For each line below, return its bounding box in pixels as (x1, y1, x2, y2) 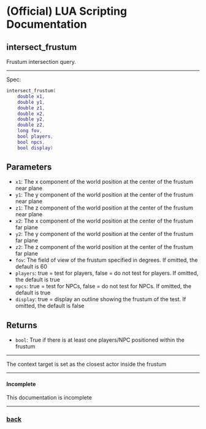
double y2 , (17, 116, 45, 122)
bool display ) (17, 144, 53, 151)
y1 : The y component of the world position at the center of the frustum (15, 191, 194, 199)
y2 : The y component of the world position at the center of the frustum (15, 230, 194, 238)
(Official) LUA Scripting (6, 4, 128, 18)
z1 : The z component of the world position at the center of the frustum (15, 204, 194, 211)
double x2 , (17, 111, 45, 117)
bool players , (17, 133, 53, 140)
